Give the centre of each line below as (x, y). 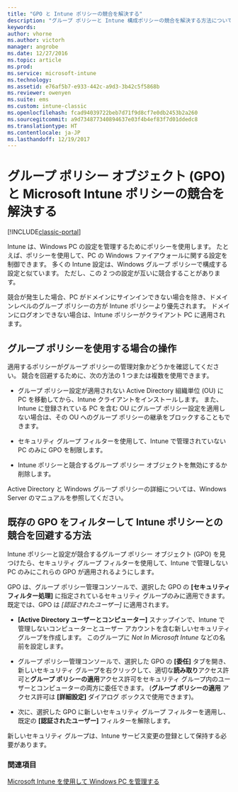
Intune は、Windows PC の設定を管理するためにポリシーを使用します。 (111, 247)
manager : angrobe (33, 47)
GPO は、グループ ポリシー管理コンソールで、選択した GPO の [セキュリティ (119, 586)
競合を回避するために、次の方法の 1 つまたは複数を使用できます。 (117, 375)
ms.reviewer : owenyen (39, 93)
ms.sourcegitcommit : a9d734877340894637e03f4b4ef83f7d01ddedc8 (103, 119)
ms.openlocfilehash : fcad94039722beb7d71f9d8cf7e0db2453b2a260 (103, 113)
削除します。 (36, 474)
